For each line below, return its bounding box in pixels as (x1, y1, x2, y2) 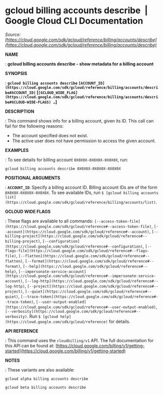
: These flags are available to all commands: (5, 218, 94, 224)
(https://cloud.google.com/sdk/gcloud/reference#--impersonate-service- (5, 273, 156, 278)
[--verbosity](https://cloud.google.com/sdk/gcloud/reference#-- (5, 309, 141, 314)
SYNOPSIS (5, 70, 28, 76)
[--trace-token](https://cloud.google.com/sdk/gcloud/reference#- (20, 294, 159, 299)
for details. (109, 319, 131, 324)
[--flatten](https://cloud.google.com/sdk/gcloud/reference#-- (18, 253, 150, 258)
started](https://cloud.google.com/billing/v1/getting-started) (5, 348, 126, 354)
